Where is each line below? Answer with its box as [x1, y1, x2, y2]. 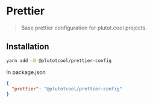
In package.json [6, 68, 46, 76]
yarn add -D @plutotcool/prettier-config [6, 57, 112, 64]
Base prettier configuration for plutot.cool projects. [20, 24, 148, 31]
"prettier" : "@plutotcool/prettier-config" [11, 86, 122, 92]
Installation [6, 42, 49, 52]
